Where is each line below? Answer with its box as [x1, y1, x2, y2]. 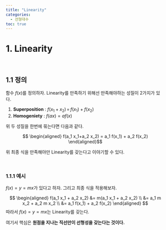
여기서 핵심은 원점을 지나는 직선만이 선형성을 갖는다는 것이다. [6, 219, 125, 225]
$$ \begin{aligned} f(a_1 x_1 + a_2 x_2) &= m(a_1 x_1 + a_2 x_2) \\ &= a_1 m [9, 195, 161, 201]
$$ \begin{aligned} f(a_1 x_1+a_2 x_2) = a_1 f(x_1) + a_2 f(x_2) [22, 133, 148, 139]
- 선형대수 [10, 17, 29, 22]
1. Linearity [6, 43, 53, 54]
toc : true [6, 21, 27, 27]
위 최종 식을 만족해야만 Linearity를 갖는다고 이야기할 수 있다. [6, 149, 125, 155]
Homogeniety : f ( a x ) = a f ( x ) [13, 113, 73, 119]
